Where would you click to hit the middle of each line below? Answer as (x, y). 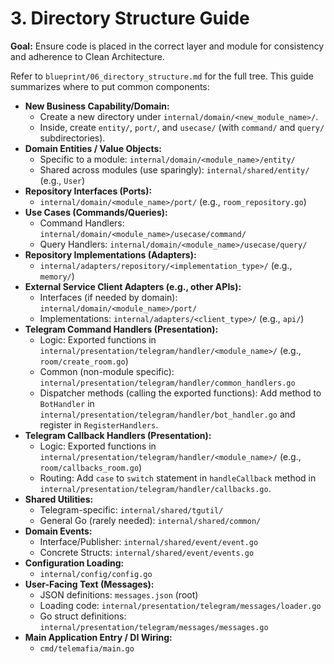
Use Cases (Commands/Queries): (96, 212)
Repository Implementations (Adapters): (110, 254)
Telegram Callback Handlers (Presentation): (118, 435)
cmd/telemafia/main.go (87, 648)
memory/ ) (57, 276)
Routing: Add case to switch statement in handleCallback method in (178, 478)
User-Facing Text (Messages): (89, 584)
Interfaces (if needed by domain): (108, 297)
